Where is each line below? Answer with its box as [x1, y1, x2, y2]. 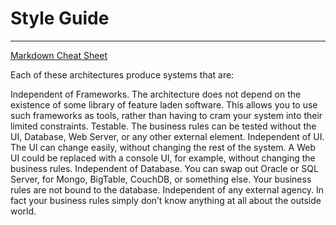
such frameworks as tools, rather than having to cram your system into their [10, 109, 323, 121]
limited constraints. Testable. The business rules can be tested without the [10, 120, 317, 132]
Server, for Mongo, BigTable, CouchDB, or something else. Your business [10, 173, 312, 185]
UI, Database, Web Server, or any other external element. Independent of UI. [10, 130, 325, 142]
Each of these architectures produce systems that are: [10, 68, 235, 81]
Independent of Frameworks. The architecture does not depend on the [10, 88, 302, 100]
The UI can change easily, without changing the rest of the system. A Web [10, 141, 316, 153]
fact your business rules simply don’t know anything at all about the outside [10, 194, 322, 206]
